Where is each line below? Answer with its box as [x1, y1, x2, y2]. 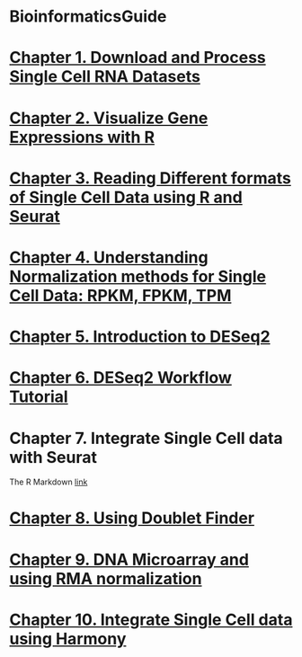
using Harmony [9, 628, 127, 649]
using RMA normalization [9, 568, 202, 589]
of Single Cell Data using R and [9, 187, 243, 208]
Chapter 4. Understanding [9, 247, 209, 267]
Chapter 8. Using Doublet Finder [9, 508, 254, 528]
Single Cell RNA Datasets [9, 67, 200, 87]
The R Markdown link [9, 476, 88, 487]
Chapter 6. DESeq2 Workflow [9, 368, 232, 388]
